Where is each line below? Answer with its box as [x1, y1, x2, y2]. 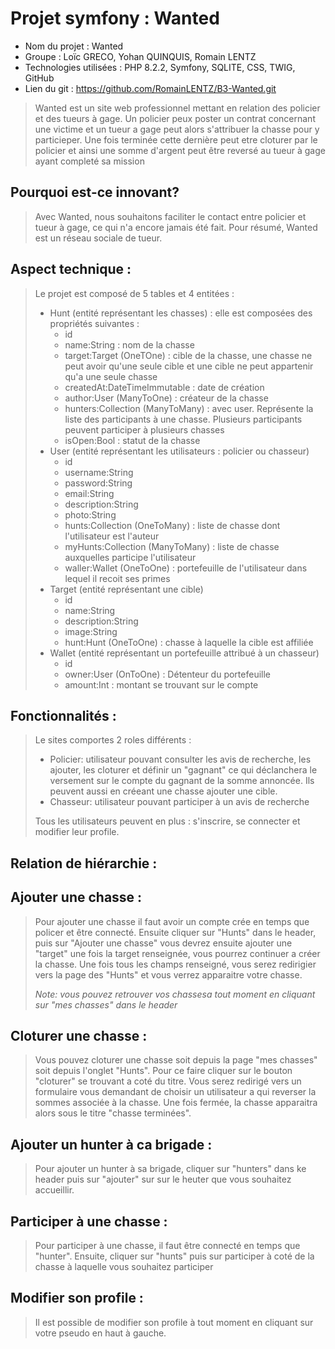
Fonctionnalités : [10, 707, 117, 724]
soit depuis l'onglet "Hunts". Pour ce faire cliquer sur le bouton [34, 1065, 293, 1077]
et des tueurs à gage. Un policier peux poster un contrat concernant [34, 112, 316, 124]
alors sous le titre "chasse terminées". [34, 1107, 192, 1119]
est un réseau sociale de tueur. [34, 232, 163, 244]
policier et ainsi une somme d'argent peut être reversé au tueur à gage [34, 144, 326, 156]
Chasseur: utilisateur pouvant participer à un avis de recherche [49, 796, 310, 808]
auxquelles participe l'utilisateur [64, 551, 197, 563]
